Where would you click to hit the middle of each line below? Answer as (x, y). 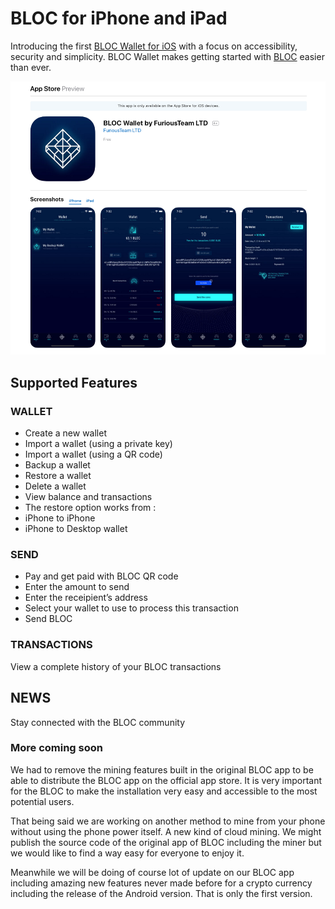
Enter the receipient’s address (86, 598)
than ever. (31, 67)
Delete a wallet (55, 486)
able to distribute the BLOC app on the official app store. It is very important (166, 780)
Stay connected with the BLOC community (98, 722)
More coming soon (56, 748)
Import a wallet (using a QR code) (93, 454)
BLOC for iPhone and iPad (119, 18)
